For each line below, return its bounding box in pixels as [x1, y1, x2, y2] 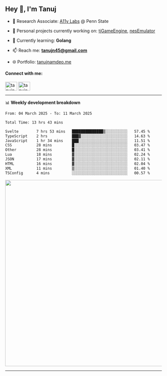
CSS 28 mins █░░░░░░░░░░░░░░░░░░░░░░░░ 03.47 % [5, 143, 150, 148]
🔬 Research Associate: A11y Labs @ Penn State [12, 18, 109, 24]
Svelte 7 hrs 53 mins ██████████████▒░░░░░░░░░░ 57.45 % [5, 129, 150, 134]
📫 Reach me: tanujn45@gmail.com [12, 47, 87, 53]
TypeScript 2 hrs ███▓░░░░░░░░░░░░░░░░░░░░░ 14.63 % [5, 134, 150, 139]
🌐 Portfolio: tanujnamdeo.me [12, 59, 72, 65]
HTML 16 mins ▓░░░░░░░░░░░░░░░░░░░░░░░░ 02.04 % [5, 161, 150, 166]
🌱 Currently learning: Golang [12, 37, 72, 43]
